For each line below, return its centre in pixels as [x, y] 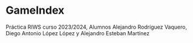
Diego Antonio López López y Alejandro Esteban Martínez [77, 33]
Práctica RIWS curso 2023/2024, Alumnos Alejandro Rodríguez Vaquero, [97, 27]
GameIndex [35, 10]
